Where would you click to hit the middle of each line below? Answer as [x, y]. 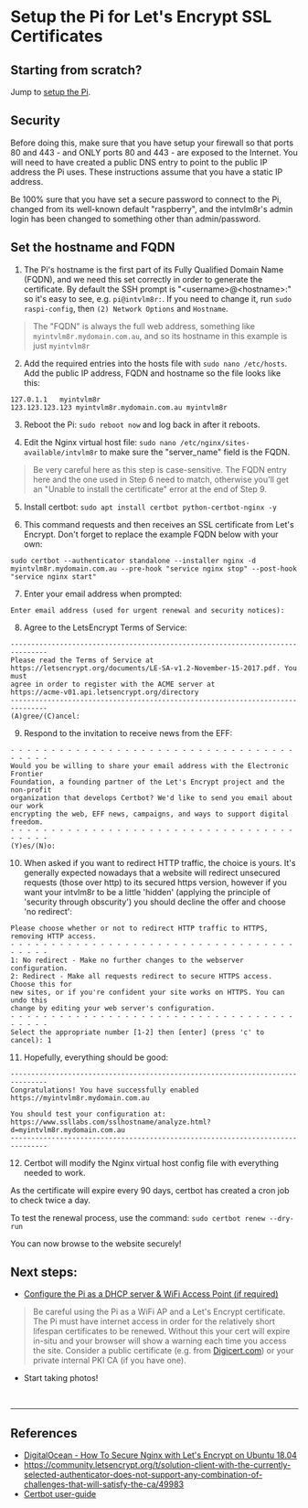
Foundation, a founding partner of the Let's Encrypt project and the [148, 782]
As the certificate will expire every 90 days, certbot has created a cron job [150, 1190]
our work [27, 806]
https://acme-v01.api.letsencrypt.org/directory [105, 692]
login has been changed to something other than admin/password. [136, 219]
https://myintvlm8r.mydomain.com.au [80, 1098]
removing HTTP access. [53, 936]
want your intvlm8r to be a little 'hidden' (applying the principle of [147, 892]
